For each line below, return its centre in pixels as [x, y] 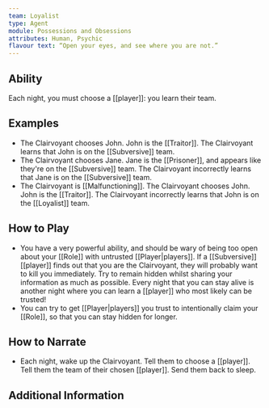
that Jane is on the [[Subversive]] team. [86, 177]
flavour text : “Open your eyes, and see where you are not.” [113, 46]
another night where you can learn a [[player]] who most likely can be [136, 291]
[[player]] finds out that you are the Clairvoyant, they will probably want [139, 265]
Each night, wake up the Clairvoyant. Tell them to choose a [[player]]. [135, 361]
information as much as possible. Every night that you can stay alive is [137, 282]
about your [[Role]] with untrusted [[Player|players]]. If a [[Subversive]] [138, 256]
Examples [34, 123]
